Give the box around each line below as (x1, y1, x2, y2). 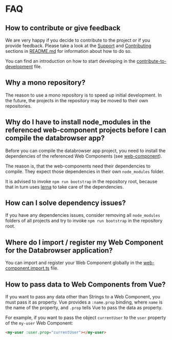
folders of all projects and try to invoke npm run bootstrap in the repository (5, 218, 163, 224)
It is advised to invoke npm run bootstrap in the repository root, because (5, 178, 158, 184)
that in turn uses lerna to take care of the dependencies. (5, 183, 124, 190)
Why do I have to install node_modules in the (5, 118, 151, 126)
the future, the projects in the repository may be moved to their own (5, 97, 148, 103)
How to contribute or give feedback (5, 24, 121, 32)
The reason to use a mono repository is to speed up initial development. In (5, 92, 162, 98)
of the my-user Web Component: (5, 320, 73, 326)
